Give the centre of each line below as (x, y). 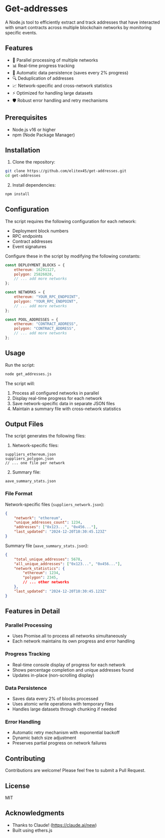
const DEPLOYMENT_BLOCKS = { (35, 265)
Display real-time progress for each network (57, 398)
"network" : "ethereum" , (38, 518)
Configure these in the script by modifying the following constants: (73, 256)
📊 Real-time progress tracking (43, 65)
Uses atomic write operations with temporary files (63, 704)
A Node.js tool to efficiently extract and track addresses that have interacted (82, 22)
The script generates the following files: (46, 436)
